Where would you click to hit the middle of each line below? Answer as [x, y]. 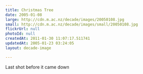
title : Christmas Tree [29, 10]
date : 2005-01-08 [24, 15]
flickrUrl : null [22, 29]
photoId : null [20, 34]
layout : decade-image [28, 48]
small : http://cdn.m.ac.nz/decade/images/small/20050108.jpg [72, 24]
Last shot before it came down [38, 67]
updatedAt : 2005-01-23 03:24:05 [40, 43]
